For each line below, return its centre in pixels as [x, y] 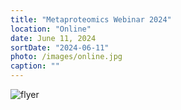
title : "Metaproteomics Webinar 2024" [91, 19]
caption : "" [35, 66]
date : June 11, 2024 [53, 38]
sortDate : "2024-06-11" [60, 47]
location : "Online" [51, 29]
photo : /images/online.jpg [66, 57]
